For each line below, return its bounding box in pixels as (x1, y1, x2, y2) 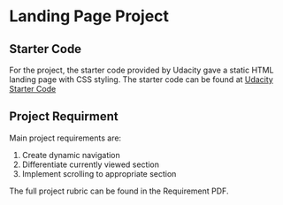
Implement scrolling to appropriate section (21, 168, 177, 178)
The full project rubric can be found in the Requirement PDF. (9, 186, 229, 196)
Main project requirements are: (9, 133, 122, 143)
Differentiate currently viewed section (21, 159, 160, 170)
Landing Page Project (9, 6, 170, 27)
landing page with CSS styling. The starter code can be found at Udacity (9, 74, 274, 85)
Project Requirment (9, 109, 119, 125)
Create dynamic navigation (21, 149, 121, 160)
